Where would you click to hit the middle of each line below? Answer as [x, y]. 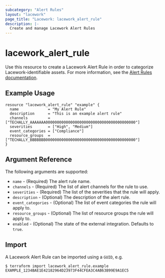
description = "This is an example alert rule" [66, 113]
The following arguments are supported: [47, 171]
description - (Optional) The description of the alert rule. [71, 197]
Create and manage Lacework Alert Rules [52, 28]
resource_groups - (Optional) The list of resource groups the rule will [83, 213]
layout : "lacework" [26, 14]
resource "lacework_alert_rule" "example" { [52, 105]
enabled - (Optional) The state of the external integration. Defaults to [83, 223]
